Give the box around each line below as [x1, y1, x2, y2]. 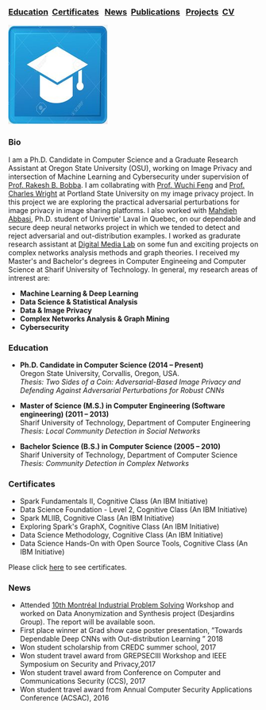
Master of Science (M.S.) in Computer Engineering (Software [19, 401, 226, 410]
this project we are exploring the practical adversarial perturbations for [8, 197, 240, 207]
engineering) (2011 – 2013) [19, 409, 110, 419]
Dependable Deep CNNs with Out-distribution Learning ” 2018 [19, 634, 224, 644]
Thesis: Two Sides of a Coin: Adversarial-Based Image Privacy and [19, 377, 241, 386]
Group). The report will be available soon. [19, 617, 156, 627]
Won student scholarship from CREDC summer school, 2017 [19, 642, 217, 652]
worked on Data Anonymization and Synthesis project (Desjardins [19, 609, 235, 619]
